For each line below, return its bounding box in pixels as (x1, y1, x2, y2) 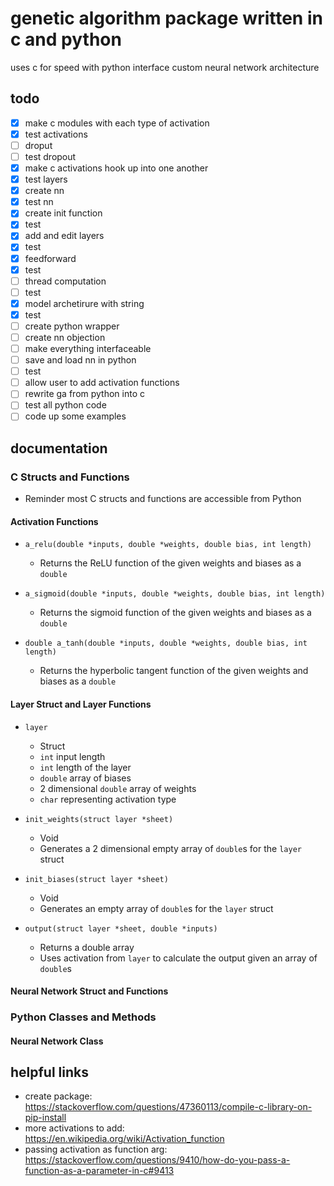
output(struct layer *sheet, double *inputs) (24, 923, 218, 934)
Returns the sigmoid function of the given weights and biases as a (39, 607, 312, 619)
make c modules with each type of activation (24, 117, 210, 129)
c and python (10, 28, 122, 51)
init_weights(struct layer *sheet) (24, 814, 174, 824)
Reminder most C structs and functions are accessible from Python (24, 493, 302, 505)
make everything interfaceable (24, 343, 152, 354)
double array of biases (39, 772, 132, 784)
